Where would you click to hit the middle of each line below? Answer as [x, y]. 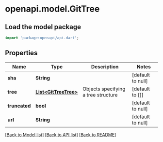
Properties [21, 53]
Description [105, 66]
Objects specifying [104, 89]
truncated [19, 106]
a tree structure [100, 95]
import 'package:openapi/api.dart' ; [42, 38]
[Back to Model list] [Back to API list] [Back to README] [61, 135]
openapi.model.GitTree [52, 9]
